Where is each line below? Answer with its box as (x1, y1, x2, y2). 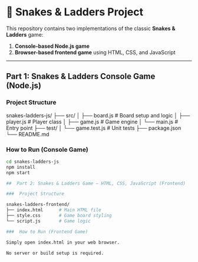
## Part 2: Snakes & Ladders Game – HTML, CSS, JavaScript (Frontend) (6, 180, 186, 186)
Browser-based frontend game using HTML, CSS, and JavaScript (14, 48, 176, 55)
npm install (6, 164, 35, 170)
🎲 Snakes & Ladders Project (6, 5, 143, 19)
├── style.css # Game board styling (6, 212, 112, 219)
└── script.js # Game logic (6, 218, 91, 224)
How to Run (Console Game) (6, 145, 88, 153)
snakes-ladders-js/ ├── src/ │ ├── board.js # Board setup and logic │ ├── (6, 112, 190, 119)
